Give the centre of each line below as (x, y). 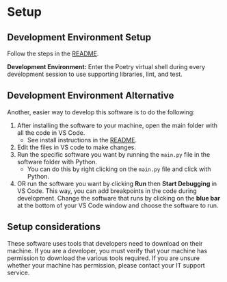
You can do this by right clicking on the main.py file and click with (119, 169)
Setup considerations (54, 227)
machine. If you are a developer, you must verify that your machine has (107, 251)
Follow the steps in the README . (53, 53)
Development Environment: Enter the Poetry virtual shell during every (106, 67)
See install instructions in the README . (82, 140)
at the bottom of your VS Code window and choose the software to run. (118, 205)
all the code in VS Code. (51, 132)
